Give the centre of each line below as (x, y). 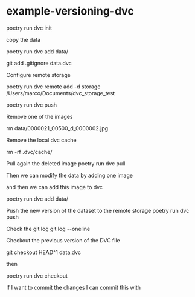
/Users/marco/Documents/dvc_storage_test (61, 93)
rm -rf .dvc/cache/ (29, 152)
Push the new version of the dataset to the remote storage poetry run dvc (98, 210)
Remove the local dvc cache (41, 140)
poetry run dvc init (29, 28)
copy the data (24, 39)
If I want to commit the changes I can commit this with (73, 287)
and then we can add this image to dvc (55, 187)
